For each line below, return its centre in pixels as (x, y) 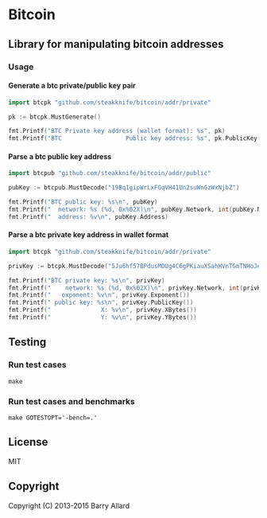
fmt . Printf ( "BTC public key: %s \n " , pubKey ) (83, 202)
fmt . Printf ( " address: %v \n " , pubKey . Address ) (89, 216)
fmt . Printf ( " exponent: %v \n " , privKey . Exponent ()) (99, 295)
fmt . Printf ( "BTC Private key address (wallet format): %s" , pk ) (117, 131)
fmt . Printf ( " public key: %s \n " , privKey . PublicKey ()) (101, 303)
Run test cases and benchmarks (72, 401)
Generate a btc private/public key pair (72, 86)
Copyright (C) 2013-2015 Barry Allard (69, 505)
